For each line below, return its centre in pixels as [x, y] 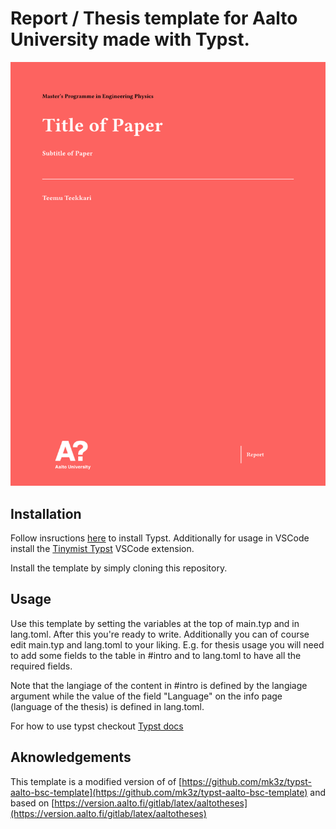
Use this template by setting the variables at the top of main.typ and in [155, 623]
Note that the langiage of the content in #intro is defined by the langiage [159, 685]
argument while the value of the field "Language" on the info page [146, 696]
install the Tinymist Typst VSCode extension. [102, 548]
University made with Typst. [130, 39]
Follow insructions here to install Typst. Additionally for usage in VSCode [160, 538]
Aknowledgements [71, 757]
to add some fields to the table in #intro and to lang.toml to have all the [156, 655]
